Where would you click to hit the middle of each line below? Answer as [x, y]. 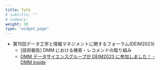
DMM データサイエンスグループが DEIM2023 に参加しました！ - [87, 57]
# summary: [17, 19]
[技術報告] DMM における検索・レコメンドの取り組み [76, 50]
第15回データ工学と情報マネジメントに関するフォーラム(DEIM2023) [84, 44]
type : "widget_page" [27, 29]
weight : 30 [17, 24]
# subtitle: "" [21, 15]
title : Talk [18, 10]
